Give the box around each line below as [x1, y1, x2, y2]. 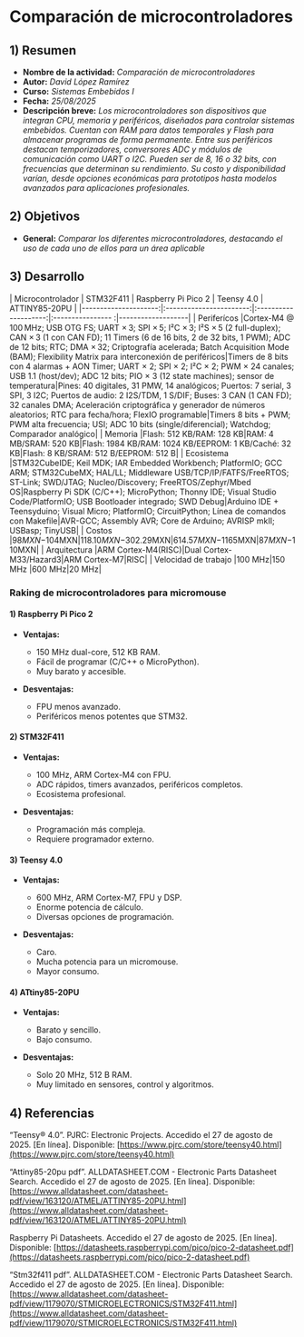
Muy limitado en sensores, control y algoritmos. [35, 1079, 215, 1090]
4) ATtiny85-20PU [9, 986, 80, 997]
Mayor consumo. [35, 966, 100, 977]
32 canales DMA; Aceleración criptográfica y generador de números [9, 399, 266, 410]
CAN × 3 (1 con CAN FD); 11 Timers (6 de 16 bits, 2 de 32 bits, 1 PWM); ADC [9, 332, 291, 343]
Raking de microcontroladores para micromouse [9, 586, 227, 599]
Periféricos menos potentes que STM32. [35, 711, 188, 722]
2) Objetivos [9, 209, 80, 224]
